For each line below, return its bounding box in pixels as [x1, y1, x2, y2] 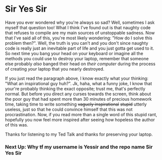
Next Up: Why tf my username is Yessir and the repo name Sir [5, 143, 153, 150]
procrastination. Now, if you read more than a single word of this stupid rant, [5, 111, 158, 117]
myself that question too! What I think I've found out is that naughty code [5, 24, 151, 30]
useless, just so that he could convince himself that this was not [5, 106, 133, 112]
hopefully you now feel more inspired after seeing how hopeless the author [5, 117, 155, 123]
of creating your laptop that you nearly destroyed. [5, 66, 105, 71]
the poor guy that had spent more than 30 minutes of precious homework [5, 96, 152, 102]
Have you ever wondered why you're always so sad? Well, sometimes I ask [5, 19, 155, 25]
